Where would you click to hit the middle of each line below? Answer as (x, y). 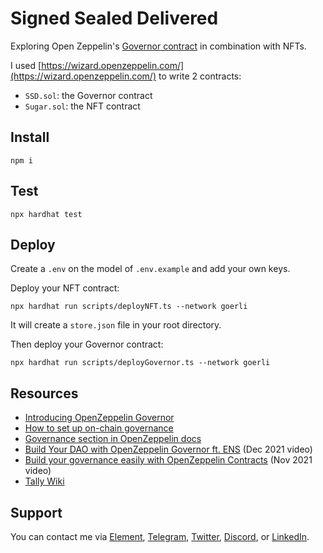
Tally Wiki (44, 481)
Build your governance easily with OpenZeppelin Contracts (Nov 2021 (168, 460)
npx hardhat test (46, 214)
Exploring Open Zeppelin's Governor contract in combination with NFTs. (158, 46)
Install (30, 137)
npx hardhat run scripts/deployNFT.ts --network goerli (129, 307)
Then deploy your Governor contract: (87, 344)
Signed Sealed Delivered (114, 18)
